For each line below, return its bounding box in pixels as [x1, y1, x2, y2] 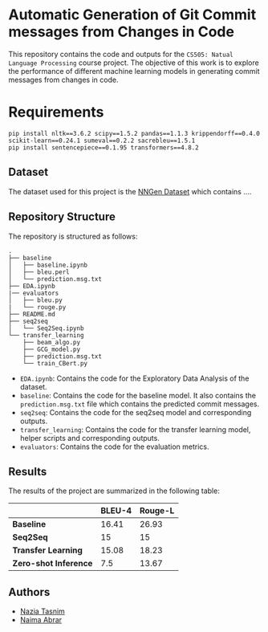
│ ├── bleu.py [8, 296, 63, 304]
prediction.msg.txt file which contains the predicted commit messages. [19, 399, 260, 409]
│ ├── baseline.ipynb [8, 261, 88, 269]
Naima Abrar [19, 615, 63, 625]
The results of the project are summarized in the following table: [8, 486, 221, 495]
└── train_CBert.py [22, 359, 88, 367]
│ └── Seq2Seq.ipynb [8, 324, 84, 332]
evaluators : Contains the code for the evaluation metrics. [19, 442, 209, 451]
